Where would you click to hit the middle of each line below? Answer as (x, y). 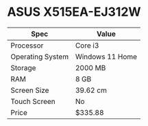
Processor (27, 45)
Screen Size (30, 90)
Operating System (40, 56)
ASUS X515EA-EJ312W (74, 12)
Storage (23, 67)
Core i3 (87, 45)
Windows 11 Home (106, 56)
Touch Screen (33, 101)
